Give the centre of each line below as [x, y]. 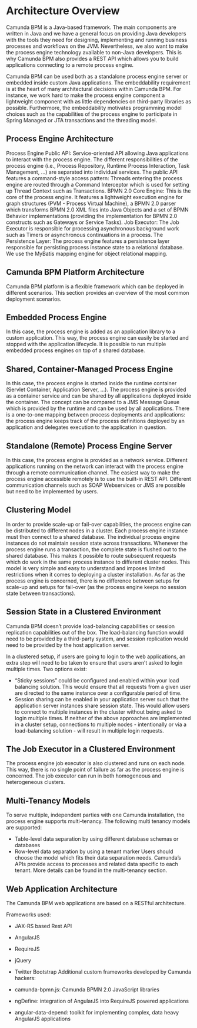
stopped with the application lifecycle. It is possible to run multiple [86, 344]
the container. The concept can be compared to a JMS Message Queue [93, 402]
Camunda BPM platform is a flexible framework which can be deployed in [95, 286]
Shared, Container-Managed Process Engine [90, 369]
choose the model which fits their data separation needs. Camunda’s [98, 858]
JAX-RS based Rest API [43, 926]
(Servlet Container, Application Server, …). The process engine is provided [96, 390]
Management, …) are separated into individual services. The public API [92, 172]
